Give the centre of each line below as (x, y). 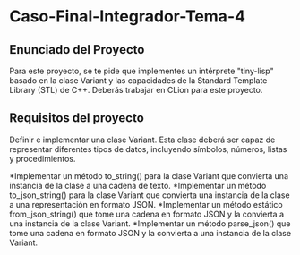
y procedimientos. (43, 158)
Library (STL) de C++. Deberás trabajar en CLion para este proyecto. (136, 90)
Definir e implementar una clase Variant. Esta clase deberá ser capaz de (142, 140)
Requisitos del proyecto (77, 118)
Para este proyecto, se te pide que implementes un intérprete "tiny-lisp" (142, 71)
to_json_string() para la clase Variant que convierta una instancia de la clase (150, 195)
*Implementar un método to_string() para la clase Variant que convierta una (149, 175)
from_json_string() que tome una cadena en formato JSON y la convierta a (147, 214)
